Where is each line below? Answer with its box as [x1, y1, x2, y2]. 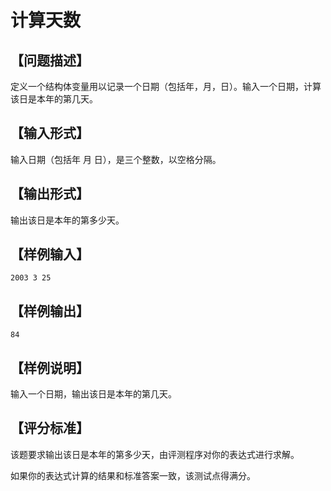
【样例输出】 [10, 302, 90, 320]
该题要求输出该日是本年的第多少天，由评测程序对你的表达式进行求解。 [10, 448, 300, 460]
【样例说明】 [10, 359, 90, 376]
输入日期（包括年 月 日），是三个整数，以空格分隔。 [10, 153, 222, 165]
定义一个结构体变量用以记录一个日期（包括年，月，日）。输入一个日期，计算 [10, 81, 322, 92]
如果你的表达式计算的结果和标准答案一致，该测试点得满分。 [10, 469, 256, 481]
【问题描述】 [10, 52, 90, 69]
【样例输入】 [10, 246, 90, 263]
